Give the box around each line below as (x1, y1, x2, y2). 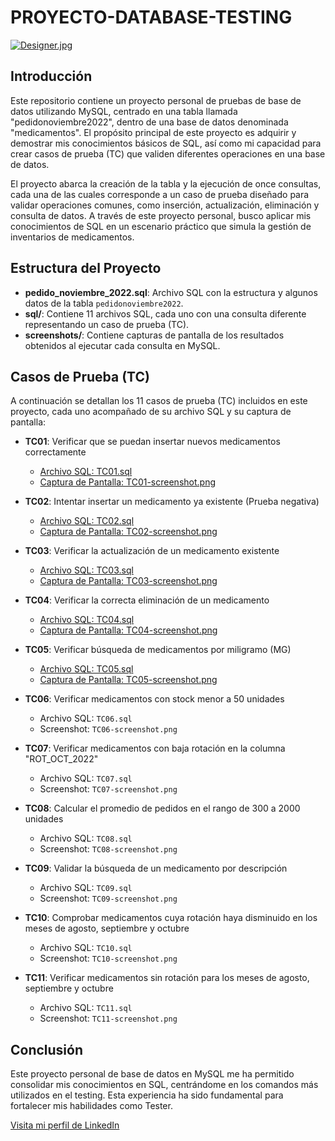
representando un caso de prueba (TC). (24, 318, 190, 330)
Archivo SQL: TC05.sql (39, 663, 134, 675)
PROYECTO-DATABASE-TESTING (10, 6, 293, 29)
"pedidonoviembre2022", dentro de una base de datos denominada (10, 116, 289, 128)
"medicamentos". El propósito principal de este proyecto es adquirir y (10, 126, 297, 138)
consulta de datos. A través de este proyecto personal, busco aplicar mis (10, 209, 312, 221)
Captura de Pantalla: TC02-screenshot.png (39, 526, 218, 538)
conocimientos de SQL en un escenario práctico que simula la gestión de (10, 220, 312, 232)
